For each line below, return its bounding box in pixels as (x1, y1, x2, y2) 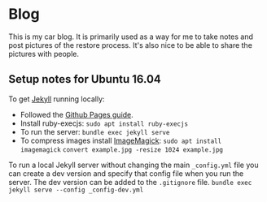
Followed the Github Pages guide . (20, 110, 134, 119)
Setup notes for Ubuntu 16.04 (8, 72, 161, 86)
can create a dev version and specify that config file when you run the (8, 168, 244, 178)
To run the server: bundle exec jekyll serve (20, 127, 170, 136)
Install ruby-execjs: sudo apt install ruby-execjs (20, 118, 189, 128)
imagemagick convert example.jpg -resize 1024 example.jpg (20, 145, 224, 154)
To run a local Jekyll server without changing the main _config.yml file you (8, 160, 259, 170)
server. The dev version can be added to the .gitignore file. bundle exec (8, 177, 252, 187)
